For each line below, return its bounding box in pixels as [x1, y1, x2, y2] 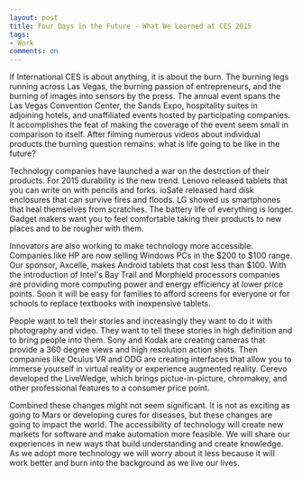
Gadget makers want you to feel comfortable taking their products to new [9, 214, 282, 225]
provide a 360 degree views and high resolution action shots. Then [9, 344, 259, 355]
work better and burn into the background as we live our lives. [9, 457, 241, 469]
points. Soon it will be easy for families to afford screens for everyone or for [9, 289, 290, 299]
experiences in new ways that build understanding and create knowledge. [9, 438, 284, 449]
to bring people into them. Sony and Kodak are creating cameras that [9, 335, 266, 345]
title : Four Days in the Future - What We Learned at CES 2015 [9, 22, 252, 31]
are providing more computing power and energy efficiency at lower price [9, 279, 284, 289]
